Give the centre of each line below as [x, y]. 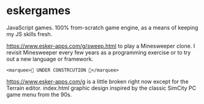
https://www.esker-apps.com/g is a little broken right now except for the [97, 81]
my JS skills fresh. [29, 34]
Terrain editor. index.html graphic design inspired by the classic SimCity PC [101, 88]
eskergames [39, 11]
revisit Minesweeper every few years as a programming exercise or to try [99, 52]
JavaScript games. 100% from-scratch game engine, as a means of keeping [102, 28]
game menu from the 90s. [39, 94]
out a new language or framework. [50, 59]
